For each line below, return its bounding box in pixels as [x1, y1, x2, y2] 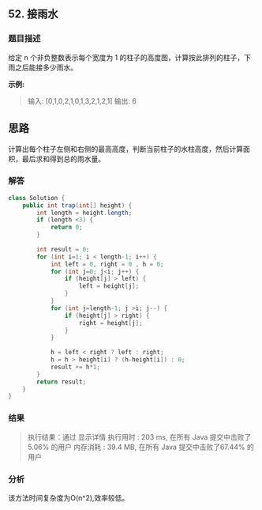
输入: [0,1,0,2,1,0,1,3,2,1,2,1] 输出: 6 [27, 96, 137, 105]
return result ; [36, 378, 87, 386]
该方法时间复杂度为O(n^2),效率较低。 [8, 493, 129, 502]
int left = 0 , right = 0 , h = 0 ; [50, 260, 164, 268]
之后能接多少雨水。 [14, 62, 77, 72]
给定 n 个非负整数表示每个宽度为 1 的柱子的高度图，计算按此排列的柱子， [8, 52, 245, 62]
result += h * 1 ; [50, 363, 101, 371]
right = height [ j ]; [78, 319, 144, 327]
